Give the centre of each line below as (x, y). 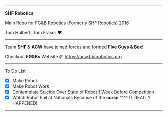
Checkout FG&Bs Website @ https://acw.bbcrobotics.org (64, 56)
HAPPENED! (25, 103)
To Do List (15, 71)
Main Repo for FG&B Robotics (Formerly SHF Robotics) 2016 (67, 23)
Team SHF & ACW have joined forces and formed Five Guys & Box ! (74, 47)
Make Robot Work (31, 86)
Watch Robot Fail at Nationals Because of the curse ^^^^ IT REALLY (81, 98)
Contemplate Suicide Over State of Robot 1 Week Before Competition (83, 92)
